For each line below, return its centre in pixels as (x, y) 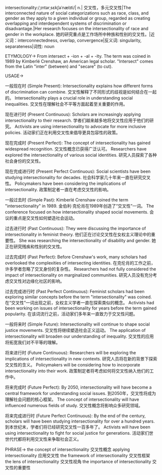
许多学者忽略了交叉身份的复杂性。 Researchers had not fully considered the (81, 269)
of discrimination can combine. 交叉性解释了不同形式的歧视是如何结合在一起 (81, 92)
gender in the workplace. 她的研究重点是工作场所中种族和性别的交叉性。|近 (80, 34)
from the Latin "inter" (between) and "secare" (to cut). (59, 66)
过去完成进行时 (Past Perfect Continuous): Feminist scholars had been (75, 291)
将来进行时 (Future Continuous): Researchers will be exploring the (71, 353)
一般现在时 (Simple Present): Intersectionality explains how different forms (79, 86)
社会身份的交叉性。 (24, 161)
